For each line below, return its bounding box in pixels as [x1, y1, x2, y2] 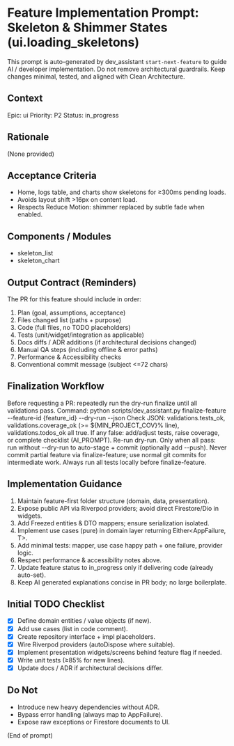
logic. [17, 548, 33, 557]
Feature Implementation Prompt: [7, 5, 200, 21]
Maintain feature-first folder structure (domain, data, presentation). [17, 496, 210, 505]
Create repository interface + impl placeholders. [17, 632, 155, 641]
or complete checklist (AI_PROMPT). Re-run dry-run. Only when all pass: [7, 436, 216, 444]
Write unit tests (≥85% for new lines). [17, 656, 125, 664]
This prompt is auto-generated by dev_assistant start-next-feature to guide [7, 57, 227, 65]
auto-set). [17, 571, 47, 579]
